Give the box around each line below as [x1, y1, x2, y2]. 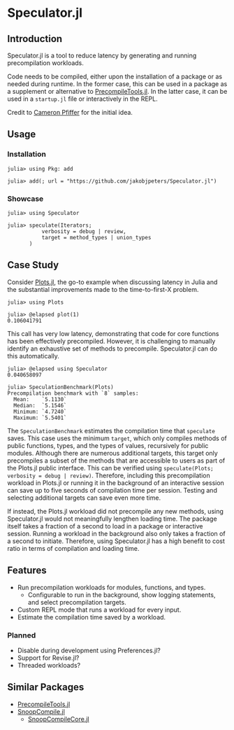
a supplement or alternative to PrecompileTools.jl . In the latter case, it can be [7, 87, 228, 95]
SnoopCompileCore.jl [27, 715, 89, 723]
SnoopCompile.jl [17, 707, 65, 715]
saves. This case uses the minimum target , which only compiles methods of [7, 434, 227, 442]
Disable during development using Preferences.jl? [17, 646, 161, 654]
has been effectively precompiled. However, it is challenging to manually [7, 337, 216, 345]
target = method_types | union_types [41, 234, 152, 241]
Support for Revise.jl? [17, 653, 80, 662]
